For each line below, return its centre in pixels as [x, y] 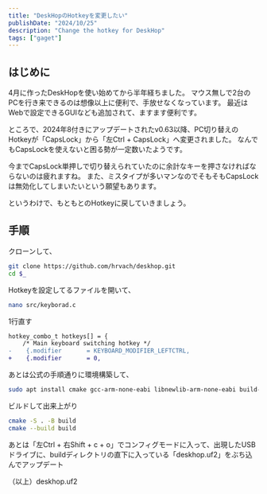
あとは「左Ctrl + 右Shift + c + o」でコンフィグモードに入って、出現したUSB [132, 444]
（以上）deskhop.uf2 [43, 481]
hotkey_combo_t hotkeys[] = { [58, 336]
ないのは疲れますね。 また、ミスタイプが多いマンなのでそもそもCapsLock [137, 177]
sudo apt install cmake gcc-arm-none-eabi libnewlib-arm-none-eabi [122, 390]
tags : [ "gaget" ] [35, 38]
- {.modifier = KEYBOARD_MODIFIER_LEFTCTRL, [99, 351]
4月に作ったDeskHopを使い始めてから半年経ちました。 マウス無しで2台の [130, 93]
